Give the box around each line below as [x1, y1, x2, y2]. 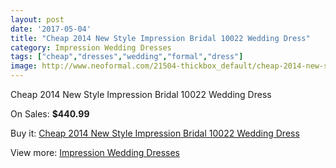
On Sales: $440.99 [10, 108, 90, 120]
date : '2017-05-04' [10, 24, 92, 34]
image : [10, 61, 38, 71]
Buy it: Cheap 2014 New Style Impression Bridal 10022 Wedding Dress [10, 127, 300, 139]
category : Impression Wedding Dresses [10, 42, 172, 53]
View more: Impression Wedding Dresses [10, 147, 180, 158]
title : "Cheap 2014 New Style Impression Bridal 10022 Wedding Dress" [10, 33, 311, 43]
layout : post [10, 14, 65, 25]
